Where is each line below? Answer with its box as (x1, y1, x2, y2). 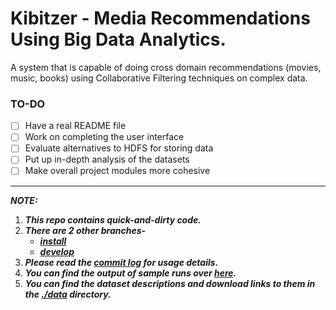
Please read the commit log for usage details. (24, 256, 219, 268)
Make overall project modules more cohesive (24, 165, 211, 177)
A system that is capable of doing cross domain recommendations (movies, (10, 61, 322, 73)
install (39, 235, 67, 247)
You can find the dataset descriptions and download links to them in (24, 277, 316, 289)
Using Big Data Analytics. (10, 28, 227, 51)
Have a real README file (24, 120, 127, 132)
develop (39, 245, 75, 257)
